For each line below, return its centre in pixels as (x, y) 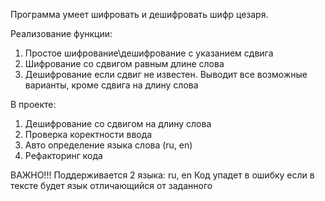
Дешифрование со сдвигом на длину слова (118, 123)
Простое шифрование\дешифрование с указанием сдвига (149, 53)
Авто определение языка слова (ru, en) (108, 145)
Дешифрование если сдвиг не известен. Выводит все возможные (166, 74)
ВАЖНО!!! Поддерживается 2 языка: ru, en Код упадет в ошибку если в (162, 175)
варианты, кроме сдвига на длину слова (111, 85)
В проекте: (33, 104)
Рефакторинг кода (63, 155)
